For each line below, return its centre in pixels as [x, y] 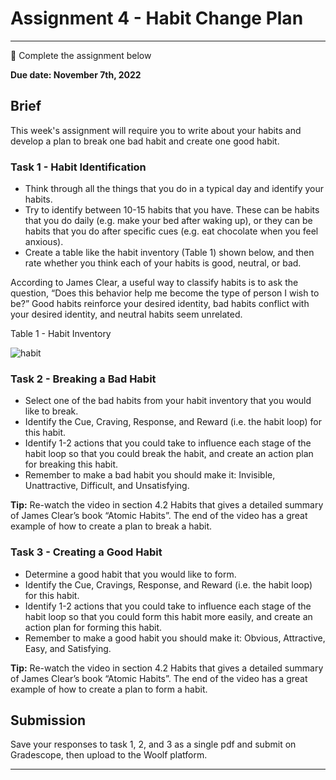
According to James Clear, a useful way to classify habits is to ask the [154, 283]
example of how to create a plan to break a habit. [111, 526]
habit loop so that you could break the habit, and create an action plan [169, 454]
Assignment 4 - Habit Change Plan [157, 18]
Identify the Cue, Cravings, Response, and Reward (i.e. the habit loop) [168, 584]
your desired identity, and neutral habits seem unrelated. [126, 314]
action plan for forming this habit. [93, 627]
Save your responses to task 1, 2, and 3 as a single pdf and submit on [153, 744]
